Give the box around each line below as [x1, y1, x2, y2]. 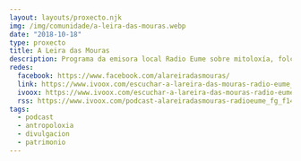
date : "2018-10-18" [9, 30, 82, 38]
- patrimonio [17, 138, 66, 147]
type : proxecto [9, 38, 66, 47]
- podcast [17, 113, 54, 122]
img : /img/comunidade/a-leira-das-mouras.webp [9, 21, 186, 30]
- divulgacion [17, 130, 70, 139]
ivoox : [17, 88, 42, 97]
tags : [9, 105, 30, 114]
